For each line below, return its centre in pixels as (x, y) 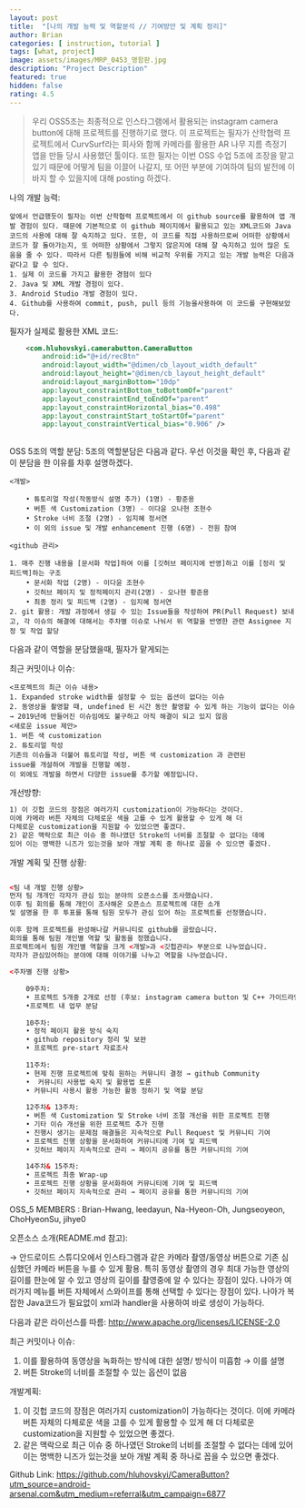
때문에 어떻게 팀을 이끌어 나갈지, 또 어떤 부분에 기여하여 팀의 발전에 (167, 167)
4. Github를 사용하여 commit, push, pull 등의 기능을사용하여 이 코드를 (133, 303)
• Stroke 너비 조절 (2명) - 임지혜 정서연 (97, 519)
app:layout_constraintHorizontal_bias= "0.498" (132, 407)
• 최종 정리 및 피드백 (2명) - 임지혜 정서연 (99, 602)
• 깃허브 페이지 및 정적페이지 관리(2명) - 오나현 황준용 (118, 592)
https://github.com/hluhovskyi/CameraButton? (143, 1474)
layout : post (34, 18)
